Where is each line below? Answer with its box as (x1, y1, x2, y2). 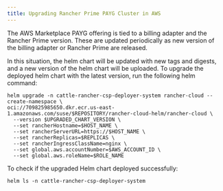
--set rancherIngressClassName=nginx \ (13, 140, 128, 147)
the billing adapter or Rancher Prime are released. (7, 43, 148, 52)
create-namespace (7, 98, 57, 105)
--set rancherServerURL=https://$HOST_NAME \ (13, 128, 146, 135)
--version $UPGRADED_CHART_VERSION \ (13, 116, 121, 123)
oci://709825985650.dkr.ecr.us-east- (7, 104, 115, 111)
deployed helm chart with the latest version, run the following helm (7, 71, 196, 80)
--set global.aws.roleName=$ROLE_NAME (13, 152, 125, 159)
